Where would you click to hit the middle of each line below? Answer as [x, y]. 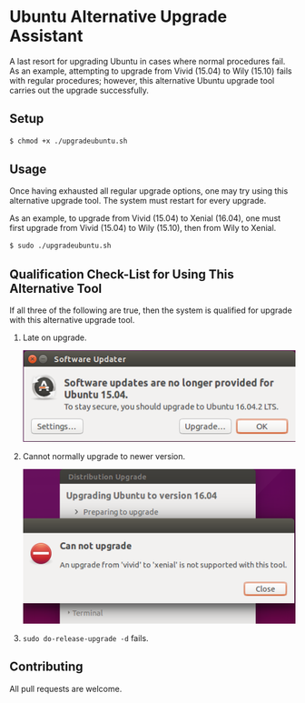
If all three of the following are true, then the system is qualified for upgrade [151, 310]
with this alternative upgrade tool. [72, 320]
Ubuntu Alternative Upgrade [118, 17]
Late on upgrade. [55, 337]
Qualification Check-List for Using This [122, 274]
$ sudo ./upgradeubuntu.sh [60, 246]
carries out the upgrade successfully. [79, 90]
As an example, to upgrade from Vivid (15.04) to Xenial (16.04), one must [145, 218]
